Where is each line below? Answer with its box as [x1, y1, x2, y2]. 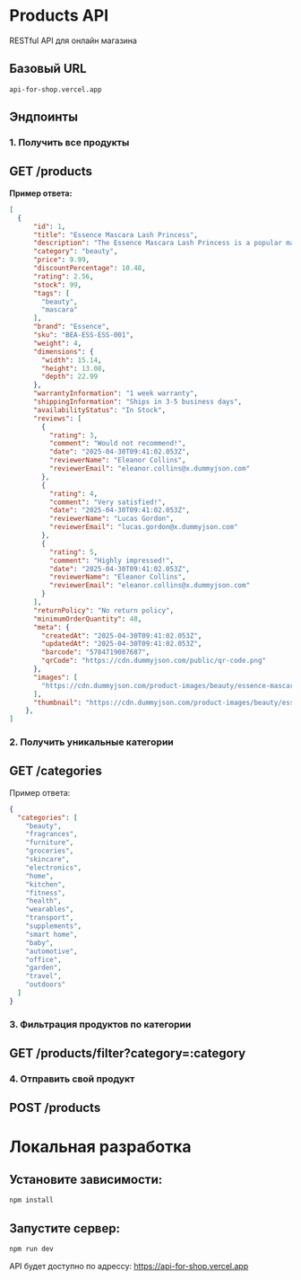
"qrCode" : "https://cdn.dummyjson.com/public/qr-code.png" [41, 657, 267, 666]
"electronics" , [25, 863, 82, 872]
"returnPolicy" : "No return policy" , [32, 605, 175, 615]
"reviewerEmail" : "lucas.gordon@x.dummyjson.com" [48, 523, 239, 532]
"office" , [25, 955, 63, 964]
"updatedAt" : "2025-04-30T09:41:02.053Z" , [41, 640, 202, 649]
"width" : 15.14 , [41, 356, 102, 365]
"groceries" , [25, 846, 74, 856]
